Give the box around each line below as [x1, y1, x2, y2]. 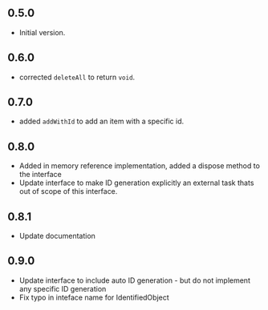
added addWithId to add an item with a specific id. [18, 116, 185, 127]
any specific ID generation [18, 284, 107, 293]
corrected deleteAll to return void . [18, 72, 136, 82]
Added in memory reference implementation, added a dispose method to [18, 161, 260, 171]
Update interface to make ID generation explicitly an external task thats [18, 178, 254, 187]
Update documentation [18, 231, 95, 241]
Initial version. [18, 27, 66, 37]
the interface [18, 170, 62, 179]
